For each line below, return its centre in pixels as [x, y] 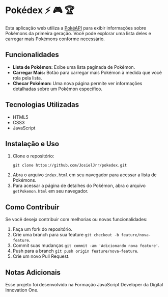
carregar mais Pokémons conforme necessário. [55, 39]
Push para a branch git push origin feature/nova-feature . [76, 251]
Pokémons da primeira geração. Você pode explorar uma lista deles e [78, 33]
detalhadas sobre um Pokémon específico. [58, 89]
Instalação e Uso [32, 144]
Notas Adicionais [33, 272]
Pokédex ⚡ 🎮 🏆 [40, 10]
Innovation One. [22, 290]
